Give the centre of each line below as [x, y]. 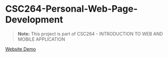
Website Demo [21, 49]
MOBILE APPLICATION [41, 39]
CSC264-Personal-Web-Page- [72, 9]
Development [34, 20]
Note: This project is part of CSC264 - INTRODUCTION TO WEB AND [90, 34]
